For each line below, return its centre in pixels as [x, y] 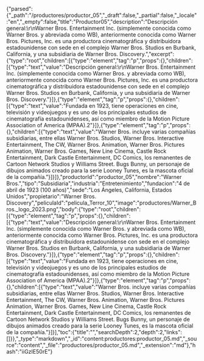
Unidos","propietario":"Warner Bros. [51, 196]
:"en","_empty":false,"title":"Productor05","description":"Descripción [92, 22]
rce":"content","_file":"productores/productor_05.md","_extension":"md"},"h [101, 345]
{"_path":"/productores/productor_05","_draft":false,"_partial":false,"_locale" [102, 15]
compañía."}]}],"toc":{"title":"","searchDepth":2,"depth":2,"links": [101, 332]
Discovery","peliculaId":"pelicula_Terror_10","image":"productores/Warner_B [101, 203]
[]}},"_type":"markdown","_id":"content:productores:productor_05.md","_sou [102, 338]
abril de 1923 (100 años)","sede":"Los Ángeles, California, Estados [89, 190]
